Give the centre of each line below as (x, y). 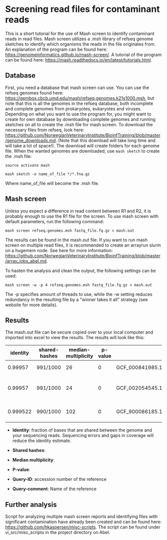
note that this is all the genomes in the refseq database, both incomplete (79, 103)
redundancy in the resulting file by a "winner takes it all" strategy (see (77, 299)
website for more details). (31, 305)
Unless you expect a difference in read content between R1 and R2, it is (78, 211)
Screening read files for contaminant (83, 9)
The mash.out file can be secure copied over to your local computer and (79, 332)
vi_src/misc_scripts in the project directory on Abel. (58, 533)
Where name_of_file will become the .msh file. (52, 183)
